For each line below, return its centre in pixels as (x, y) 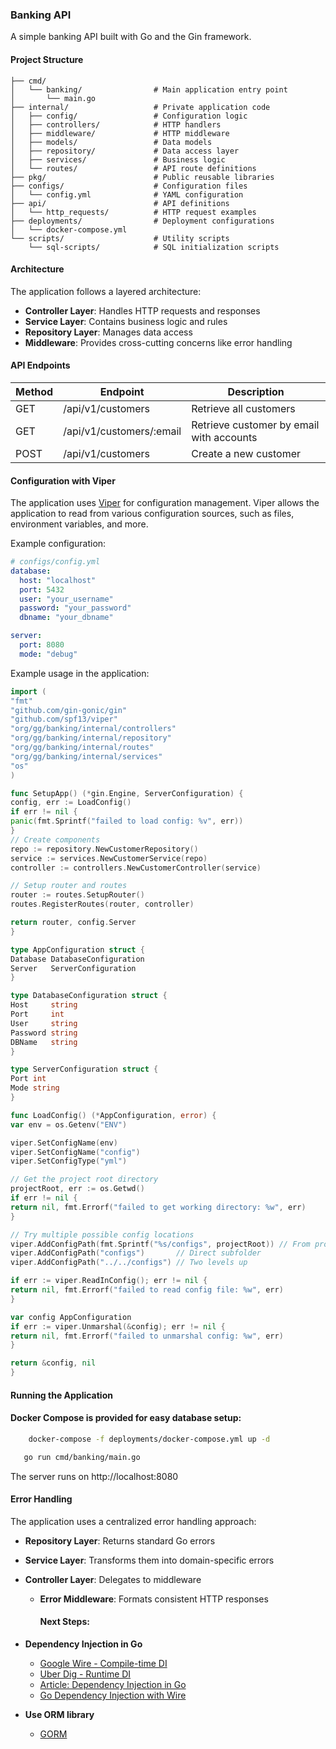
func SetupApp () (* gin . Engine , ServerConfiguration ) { (127, 793)
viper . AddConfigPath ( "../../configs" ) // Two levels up (129, 1263)
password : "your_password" (75, 608)
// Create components (55, 839)
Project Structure (47, 59)
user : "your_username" (66, 599)
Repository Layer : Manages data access (108, 332)
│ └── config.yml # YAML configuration (127, 194)
